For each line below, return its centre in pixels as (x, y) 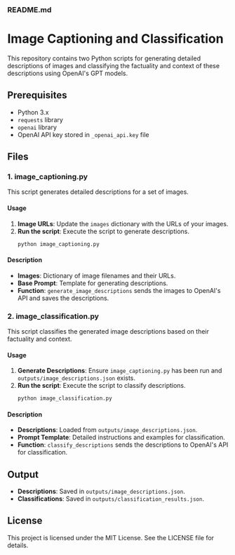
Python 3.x (33, 112)
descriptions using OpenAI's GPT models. (68, 73)
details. (18, 545)
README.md (29, 10)
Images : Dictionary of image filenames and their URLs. (96, 275)
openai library (37, 127)
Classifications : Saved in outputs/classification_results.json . (111, 499)
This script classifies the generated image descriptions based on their (108, 331)
